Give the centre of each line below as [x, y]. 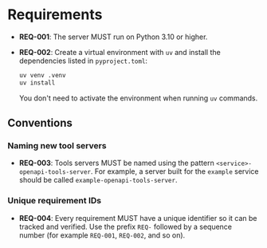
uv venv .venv [42, 75]
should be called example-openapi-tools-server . [98, 180]
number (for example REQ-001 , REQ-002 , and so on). [102, 235]
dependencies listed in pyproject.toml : [83, 61]
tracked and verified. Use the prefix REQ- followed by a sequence [126, 226]
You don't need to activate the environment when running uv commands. [138, 98]
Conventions [40, 123]
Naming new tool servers [57, 146]
